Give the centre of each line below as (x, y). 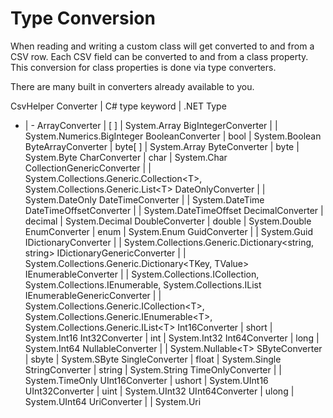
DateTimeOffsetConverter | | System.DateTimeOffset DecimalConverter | (174, 210)
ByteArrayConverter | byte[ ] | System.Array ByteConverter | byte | (162, 146)
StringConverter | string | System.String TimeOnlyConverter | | (153, 369)
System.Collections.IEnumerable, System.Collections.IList (143, 284)
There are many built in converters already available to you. (132, 86)
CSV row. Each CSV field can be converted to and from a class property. (159, 56)
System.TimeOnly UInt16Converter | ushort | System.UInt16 (146, 380)
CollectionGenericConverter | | (88, 168)
